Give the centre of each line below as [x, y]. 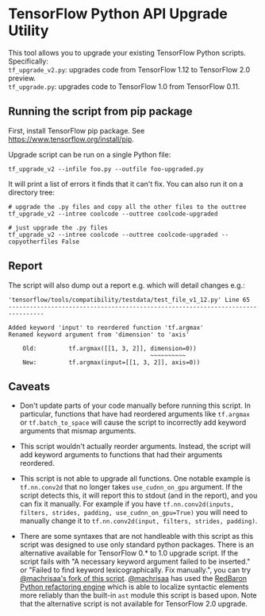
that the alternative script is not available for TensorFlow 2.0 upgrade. [134, 604]
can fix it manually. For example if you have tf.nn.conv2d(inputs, [127, 504]
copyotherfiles [33, 242]
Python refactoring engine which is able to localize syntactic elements [134, 587]
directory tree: [32, 192]
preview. [22, 78]
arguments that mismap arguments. [78, 431]
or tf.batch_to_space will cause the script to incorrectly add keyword [133, 423]
